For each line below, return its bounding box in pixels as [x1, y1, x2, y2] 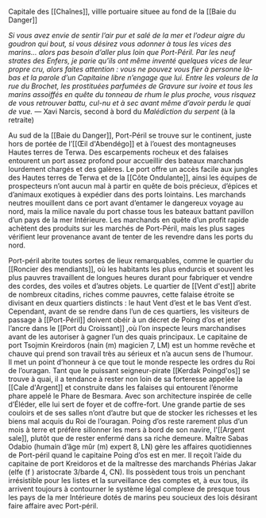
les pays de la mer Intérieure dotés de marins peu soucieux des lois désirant [8, 493, 258, 502]
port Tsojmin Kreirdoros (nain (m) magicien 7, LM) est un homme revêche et [8, 341, 256, 349]
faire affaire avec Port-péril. [8, 501, 99, 510]
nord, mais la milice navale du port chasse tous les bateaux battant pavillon [8, 207, 254, 216]
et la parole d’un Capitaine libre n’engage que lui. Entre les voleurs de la [22, 73, 258, 82]
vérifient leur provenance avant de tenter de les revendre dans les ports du [8, 232, 253, 241]
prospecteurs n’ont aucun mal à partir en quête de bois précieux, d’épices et [8, 181, 258, 190]
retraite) [8, 115, 34, 124]
